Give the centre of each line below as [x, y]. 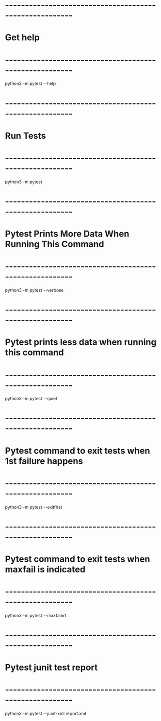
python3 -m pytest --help [31, 84]
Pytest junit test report [51, 668]
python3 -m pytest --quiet [31, 399]
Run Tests [25, 136]
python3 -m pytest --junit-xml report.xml [46, 714]
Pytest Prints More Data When [67, 234]
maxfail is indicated [45, 569]
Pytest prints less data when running [81, 342]
